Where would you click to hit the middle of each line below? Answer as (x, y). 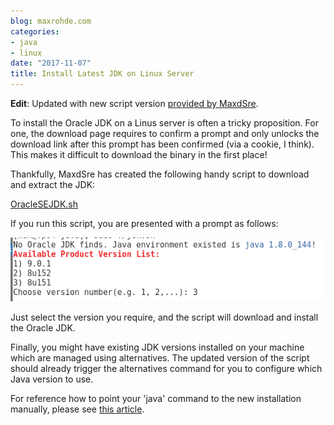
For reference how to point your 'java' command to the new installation (156, 398)
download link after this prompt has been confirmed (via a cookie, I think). (162, 144)
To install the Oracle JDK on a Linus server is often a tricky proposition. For (164, 123)
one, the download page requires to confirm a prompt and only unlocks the (165, 133)
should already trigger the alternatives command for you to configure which (166, 368)
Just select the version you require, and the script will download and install (164, 317)
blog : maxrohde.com (51, 21)
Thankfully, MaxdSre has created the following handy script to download (160, 174)
